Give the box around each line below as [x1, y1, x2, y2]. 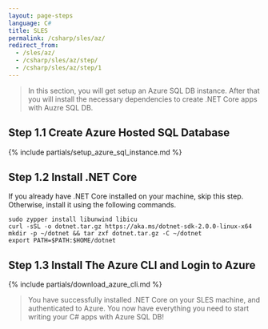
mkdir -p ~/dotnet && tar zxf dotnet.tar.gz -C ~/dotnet [8, 230, 202, 238]
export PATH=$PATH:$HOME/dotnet [8, 237, 116, 245]
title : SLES [8, 26, 48, 34]
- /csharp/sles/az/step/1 [15, 64, 102, 72]
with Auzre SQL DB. [27, 102, 94, 112]
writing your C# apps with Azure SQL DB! [27, 312, 164, 322]
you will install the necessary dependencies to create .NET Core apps [27, 94, 258, 104]
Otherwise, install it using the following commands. [8, 200, 177, 210]
